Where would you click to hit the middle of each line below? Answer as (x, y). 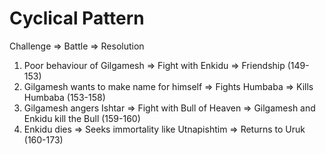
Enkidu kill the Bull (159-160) (82, 118)
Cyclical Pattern (77, 18)
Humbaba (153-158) (64, 97)
